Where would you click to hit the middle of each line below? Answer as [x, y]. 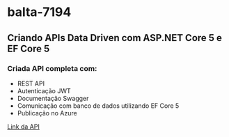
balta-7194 [39, 12]
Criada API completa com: [52, 68]
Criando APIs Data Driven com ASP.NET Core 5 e [115, 38]
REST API [31, 83]
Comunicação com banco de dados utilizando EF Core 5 [98, 106]
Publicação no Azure [47, 113]
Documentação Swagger [53, 98]
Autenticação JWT [44, 90]
